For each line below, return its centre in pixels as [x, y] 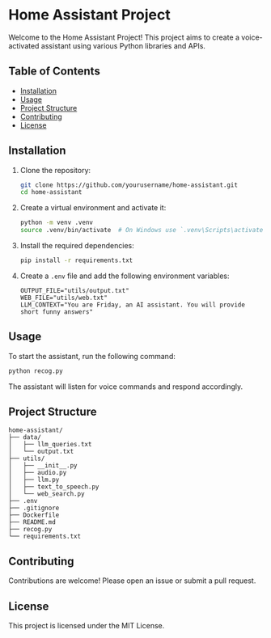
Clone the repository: [55, 170]
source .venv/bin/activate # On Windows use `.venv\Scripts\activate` [143, 230]
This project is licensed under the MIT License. [87, 626]
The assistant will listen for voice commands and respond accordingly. [126, 387]
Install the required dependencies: [77, 246]
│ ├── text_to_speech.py [54, 487]
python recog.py [36, 371]
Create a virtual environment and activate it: [93, 208]
